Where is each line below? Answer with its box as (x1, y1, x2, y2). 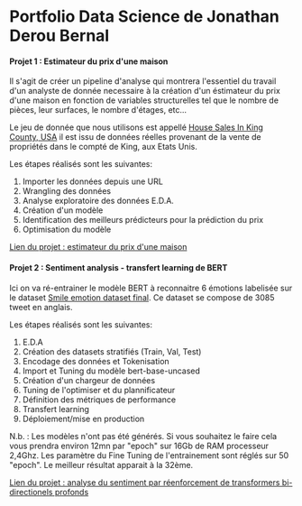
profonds (54, 486, 89, 497)
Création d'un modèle (22, 205, 104, 216)
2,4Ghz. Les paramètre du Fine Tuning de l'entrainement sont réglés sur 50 (9, 449, 289, 461)
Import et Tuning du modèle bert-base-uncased (22, 365, 201, 376)
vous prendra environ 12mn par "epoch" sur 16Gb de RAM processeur (9, 440, 269, 451)
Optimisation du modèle (22, 224, 112, 235)
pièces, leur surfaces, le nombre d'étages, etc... (9, 105, 188, 115)
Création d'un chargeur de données (22, 374, 156, 385)
